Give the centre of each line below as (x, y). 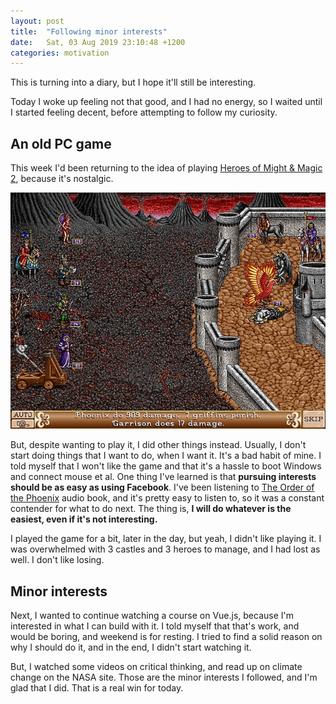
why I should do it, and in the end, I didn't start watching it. (131, 647)
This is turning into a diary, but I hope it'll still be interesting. (133, 82)
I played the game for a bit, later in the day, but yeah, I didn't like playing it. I (166, 539)
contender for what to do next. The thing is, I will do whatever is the (151, 509)
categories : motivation (60, 53)
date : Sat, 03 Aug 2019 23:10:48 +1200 (98, 42)
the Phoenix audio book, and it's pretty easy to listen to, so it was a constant (167, 498)
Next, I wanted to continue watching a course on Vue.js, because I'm (152, 616)
